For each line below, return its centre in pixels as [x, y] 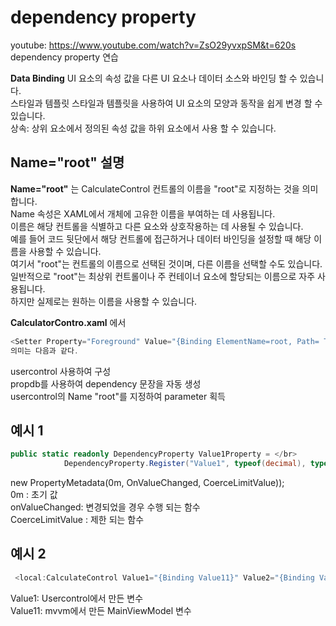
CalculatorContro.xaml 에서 [68, 322]
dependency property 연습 [64, 57]
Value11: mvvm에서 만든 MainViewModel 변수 [101, 610]
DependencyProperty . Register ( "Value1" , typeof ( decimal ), [185, 464]
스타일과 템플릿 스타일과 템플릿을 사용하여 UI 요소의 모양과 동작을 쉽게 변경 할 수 [166, 103]
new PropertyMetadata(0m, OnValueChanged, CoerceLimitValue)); [147, 483]
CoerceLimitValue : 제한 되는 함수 [77, 520]
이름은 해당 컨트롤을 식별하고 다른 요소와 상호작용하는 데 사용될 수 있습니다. [157, 226]
